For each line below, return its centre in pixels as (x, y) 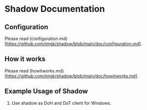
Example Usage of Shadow (46, 91)
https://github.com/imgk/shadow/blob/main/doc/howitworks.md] (72, 76)
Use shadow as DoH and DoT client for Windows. (61, 103)
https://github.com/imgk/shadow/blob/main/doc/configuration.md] (73, 44)
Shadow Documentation (55, 9)
